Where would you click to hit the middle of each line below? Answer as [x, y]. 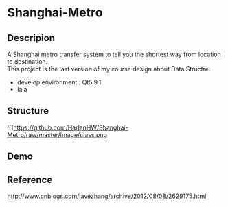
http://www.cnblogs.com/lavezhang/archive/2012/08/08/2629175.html [107, 196]
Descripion [31, 38]
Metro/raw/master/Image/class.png [57, 134]
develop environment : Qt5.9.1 [59, 82]
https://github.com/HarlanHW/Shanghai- [71, 127]
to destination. [27, 62]
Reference [30, 180]
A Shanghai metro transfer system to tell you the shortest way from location [114, 54]
